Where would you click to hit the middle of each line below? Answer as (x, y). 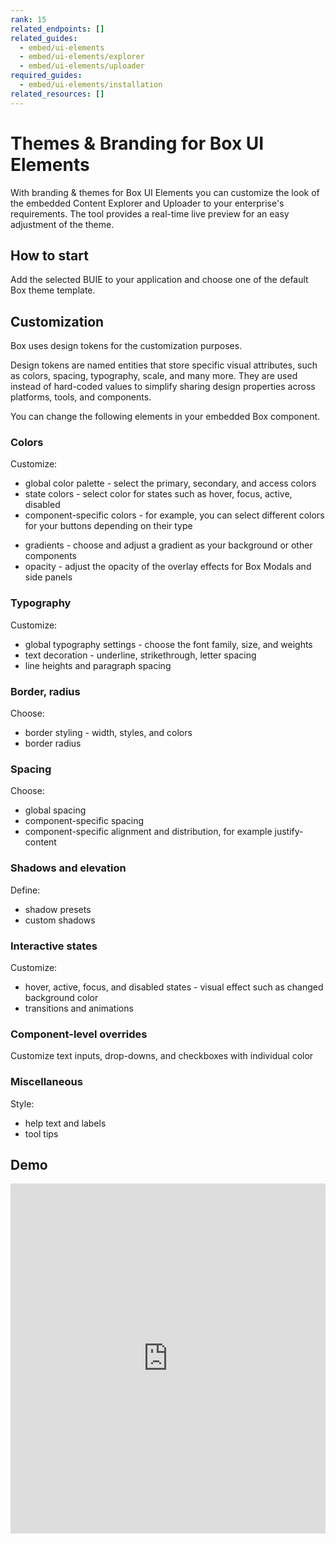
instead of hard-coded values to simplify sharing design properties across (163, 387)
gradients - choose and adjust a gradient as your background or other (168, 545)
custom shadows (60, 920)
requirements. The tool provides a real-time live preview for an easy (150, 213)
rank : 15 (28, 19)
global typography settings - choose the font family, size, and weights (168, 644)
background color (61, 997)
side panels (48, 577)
